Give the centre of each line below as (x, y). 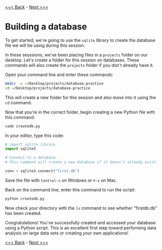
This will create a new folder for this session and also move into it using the (81, 97)
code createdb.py (23, 126)
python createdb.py (25, 199)
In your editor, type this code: (35, 135)
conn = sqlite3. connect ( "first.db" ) (42, 171)
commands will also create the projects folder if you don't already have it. (80, 65)
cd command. (19, 102)
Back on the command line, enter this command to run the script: (70, 190)
